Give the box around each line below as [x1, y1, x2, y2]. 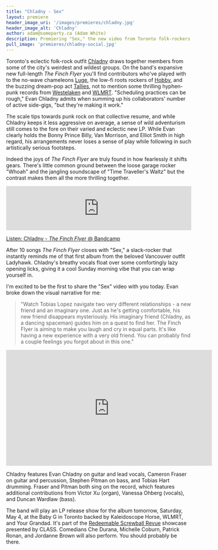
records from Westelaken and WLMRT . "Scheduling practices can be [19, 89, 186, 96]
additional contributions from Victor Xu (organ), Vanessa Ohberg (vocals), [6, 489, 185, 496]
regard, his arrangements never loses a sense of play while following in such [6, 138, 192, 145]
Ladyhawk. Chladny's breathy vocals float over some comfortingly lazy [6, 259, 178, 266]
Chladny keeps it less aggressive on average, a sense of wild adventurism [6, 119, 186, 126]
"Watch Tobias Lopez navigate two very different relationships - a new [20, 300, 191, 307]
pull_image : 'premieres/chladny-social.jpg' [6, 42, 117, 48]
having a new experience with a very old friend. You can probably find [20, 332, 191, 339]
